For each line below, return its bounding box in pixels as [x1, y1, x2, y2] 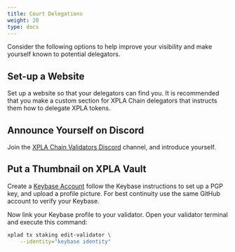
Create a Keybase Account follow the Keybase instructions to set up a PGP [7, 182, 223, 190]
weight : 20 [7, 17, 39, 24]
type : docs [7, 23, 39, 30]
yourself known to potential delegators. [7, 50, 121, 58]
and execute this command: [7, 218, 88, 226]
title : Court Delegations [7, 10, 83, 18]
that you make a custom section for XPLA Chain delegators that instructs [7, 96, 217, 105]
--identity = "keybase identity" [20, 238, 112, 245]
